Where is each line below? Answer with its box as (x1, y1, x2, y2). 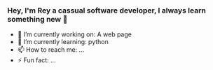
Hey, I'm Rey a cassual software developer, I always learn (7, 6, 207, 15)
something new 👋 (7, 14, 68, 24)
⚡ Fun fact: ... (17, 56, 56, 64)
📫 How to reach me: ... (17, 45, 85, 54)
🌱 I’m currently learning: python (17, 38, 109, 46)
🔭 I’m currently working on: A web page (17, 30, 132, 38)
